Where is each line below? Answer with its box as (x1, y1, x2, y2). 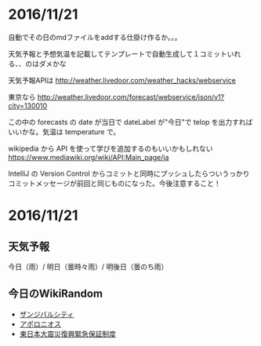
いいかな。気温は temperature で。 (8, 127, 121, 137)
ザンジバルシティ (19, 309, 74, 319)
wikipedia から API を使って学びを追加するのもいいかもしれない (8, 144, 213, 153)
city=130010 (8, 100, 48, 111)
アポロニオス (19, 319, 61, 329)
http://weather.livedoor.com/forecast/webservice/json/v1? (37, 92, 225, 101)
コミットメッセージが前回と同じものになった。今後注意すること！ (8, 178, 221, 188)
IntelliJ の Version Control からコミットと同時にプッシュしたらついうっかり (8, 169, 250, 178)
